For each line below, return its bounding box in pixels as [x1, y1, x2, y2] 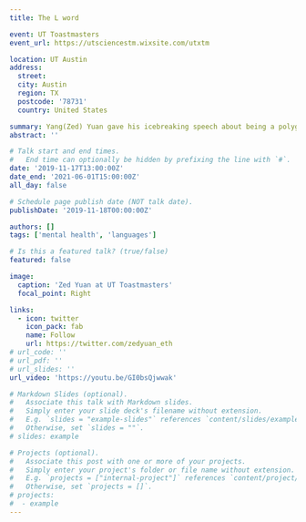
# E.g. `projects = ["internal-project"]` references [9, 474, 226, 483]
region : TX [17, 88, 59, 97]
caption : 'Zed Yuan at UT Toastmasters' [17, 280, 173, 290]
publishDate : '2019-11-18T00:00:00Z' [9, 206, 153, 215]
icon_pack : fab [25, 322, 84, 332]
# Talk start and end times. [9, 147, 120, 156]
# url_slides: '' [9, 364, 76, 374]
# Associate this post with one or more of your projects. [9, 456, 247, 466]
